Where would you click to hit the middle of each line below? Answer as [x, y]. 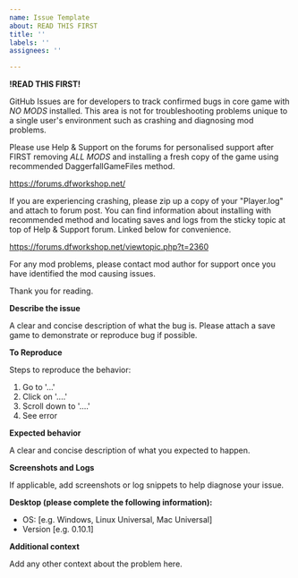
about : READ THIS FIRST [54, 26]
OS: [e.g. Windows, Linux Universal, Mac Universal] [117, 520]
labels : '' [30, 42]
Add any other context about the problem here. [96, 564]
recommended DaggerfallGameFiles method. [92, 166]
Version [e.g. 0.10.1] [58, 530]
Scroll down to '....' [56, 406]
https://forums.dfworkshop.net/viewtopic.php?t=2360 [109, 247]
